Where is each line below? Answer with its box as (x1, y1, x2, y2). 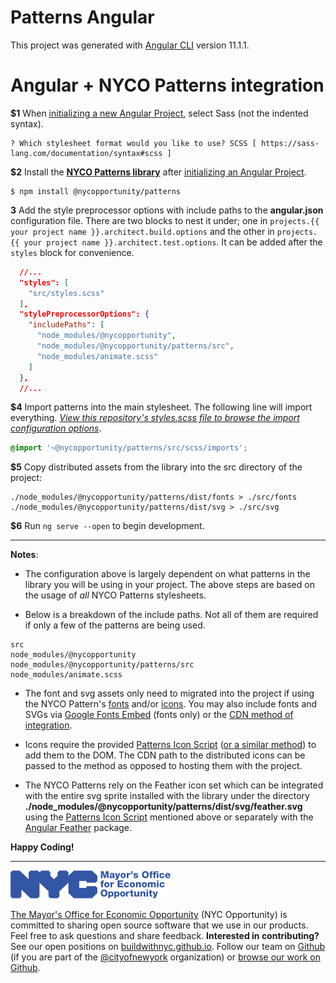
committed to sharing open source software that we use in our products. (10, 919, 309, 931)
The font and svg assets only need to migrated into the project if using (24, 687, 315, 700)
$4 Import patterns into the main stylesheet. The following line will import (10, 401, 313, 413)
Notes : (10, 549, 39, 561)
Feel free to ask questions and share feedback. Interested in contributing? (10, 930, 320, 942)
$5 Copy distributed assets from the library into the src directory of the (10, 461, 303, 473)
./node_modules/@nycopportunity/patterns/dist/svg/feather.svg (24, 801, 303, 813)
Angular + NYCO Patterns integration (10, 74, 325, 97)
